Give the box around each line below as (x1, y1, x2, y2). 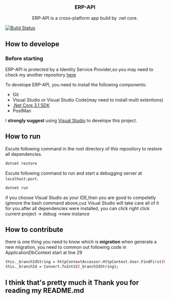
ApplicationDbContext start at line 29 (5, 250, 82, 256)
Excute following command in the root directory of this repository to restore (5, 146, 162, 152)
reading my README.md (5, 286, 84, 295)
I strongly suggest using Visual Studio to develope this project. (5, 117, 138, 123)
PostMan (12, 108, 31, 114)
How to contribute (5, 225, 64, 234)
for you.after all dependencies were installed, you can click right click (5, 205, 150, 211)
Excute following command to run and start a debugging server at (5, 170, 143, 176)
